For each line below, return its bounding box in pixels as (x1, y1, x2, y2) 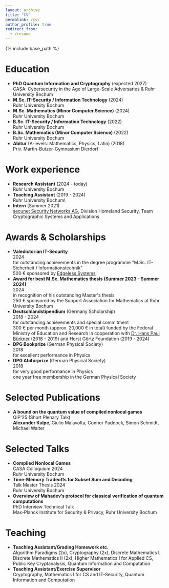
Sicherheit (12, 265, 35, 271)
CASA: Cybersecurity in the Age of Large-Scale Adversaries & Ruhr (12, 86, 155, 92)
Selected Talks (5, 443, 70, 455)
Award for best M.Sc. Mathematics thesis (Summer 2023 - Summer (12, 276, 160, 282)
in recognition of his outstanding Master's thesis (12, 292, 115, 298)
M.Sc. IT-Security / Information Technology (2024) (12, 96, 123, 103)
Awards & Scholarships (5, 231, 106, 243)
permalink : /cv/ (5, 17, 40, 22)
